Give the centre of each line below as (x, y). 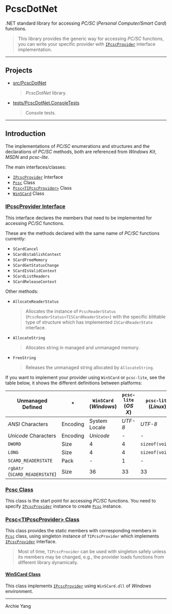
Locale (98, 427)
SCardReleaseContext (35, 282)
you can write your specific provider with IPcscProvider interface (87, 44)
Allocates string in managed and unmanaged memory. (82, 347)
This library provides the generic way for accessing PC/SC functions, (91, 39)
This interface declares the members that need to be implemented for (79, 218)
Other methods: (22, 291)
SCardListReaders (31, 276)
